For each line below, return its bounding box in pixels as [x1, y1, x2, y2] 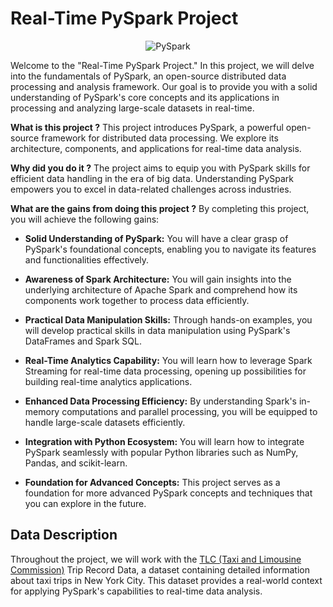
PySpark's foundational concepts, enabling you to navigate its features [24, 243, 317, 255]
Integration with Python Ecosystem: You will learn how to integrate [24, 435, 305, 447]
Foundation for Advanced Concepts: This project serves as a [24, 476, 281, 488]
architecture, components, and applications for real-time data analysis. [10, 142, 302, 154]
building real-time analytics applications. [24, 375, 193, 387]
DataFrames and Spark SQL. [24, 335, 142, 347]
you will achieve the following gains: [10, 213, 160, 225]
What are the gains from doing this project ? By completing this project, [10, 202, 310, 214]
